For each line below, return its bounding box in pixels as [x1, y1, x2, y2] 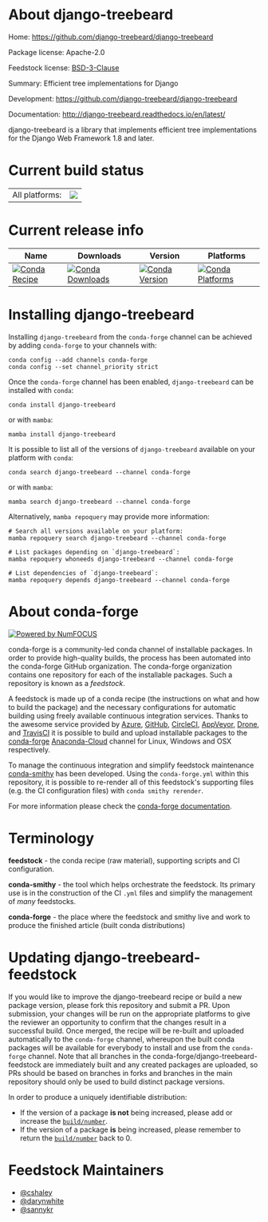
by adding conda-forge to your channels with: [8, 340, 157, 350]
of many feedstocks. [8, 896, 77, 906]
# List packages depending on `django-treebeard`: [8, 548, 180, 556]
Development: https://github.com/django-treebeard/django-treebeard [8, 93, 238, 103]
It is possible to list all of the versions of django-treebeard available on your [8, 444, 255, 454]
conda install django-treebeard [8, 401, 116, 409]
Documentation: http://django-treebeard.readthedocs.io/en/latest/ [8, 109, 226, 119]
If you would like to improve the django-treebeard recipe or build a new [8, 992, 242, 1002]
